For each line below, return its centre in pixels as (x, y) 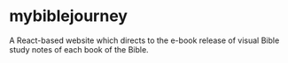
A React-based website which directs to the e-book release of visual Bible (144, 40)
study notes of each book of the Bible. (79, 49)
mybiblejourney (69, 16)
